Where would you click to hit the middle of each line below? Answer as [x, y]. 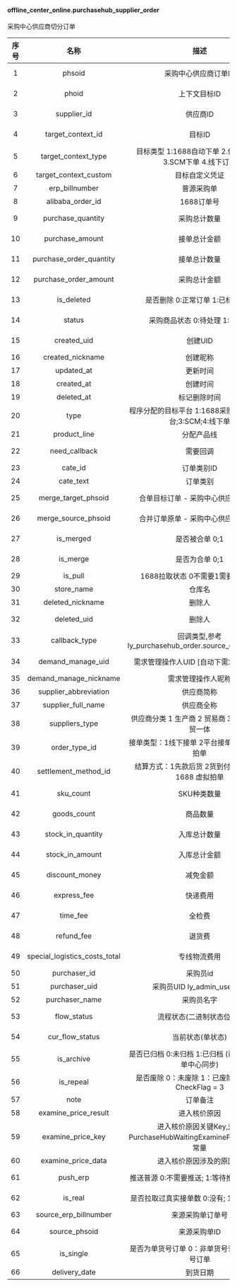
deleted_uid [74, 619]
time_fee [74, 915]
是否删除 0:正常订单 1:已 [186, 300]
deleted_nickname [74, 602]
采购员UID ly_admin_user [193, 987]
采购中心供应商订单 [196, 74]
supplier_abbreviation [74, 692]
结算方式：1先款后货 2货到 [179, 767]
